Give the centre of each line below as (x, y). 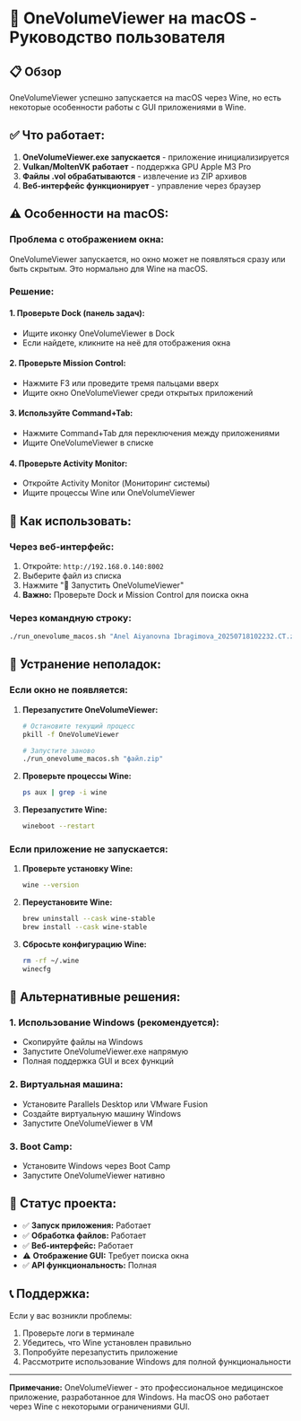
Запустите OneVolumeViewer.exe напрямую (105, 1052)
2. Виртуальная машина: (66, 1084)
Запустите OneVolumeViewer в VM (88, 1123)
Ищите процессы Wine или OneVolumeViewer (108, 493)
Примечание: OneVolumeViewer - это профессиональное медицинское (146, 1387)
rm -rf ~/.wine (51, 960)
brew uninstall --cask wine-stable (89, 919)
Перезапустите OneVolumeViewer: (90, 709)
